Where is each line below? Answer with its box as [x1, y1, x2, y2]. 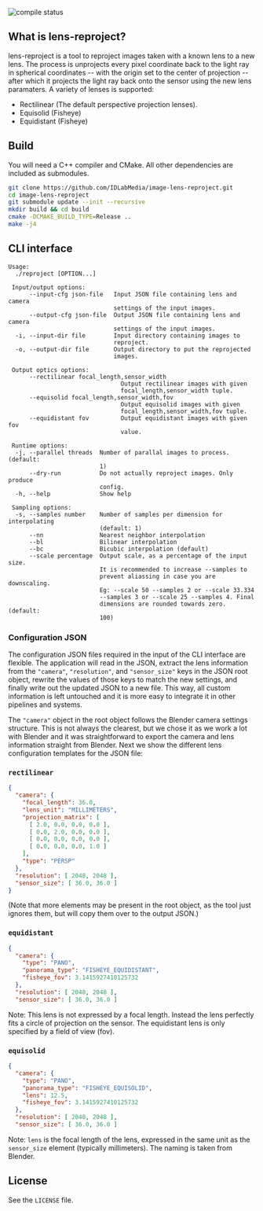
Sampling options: [11, 503, 72, 511]
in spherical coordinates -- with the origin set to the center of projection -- [8, 68, 249, 77]
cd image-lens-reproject [8, 191, 89, 199]
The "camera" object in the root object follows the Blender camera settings [8, 715, 249, 724]
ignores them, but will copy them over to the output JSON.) [8, 909, 199, 918]
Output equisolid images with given [120, 400, 241, 408]
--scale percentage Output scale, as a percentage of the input [28, 551, 247, 560]
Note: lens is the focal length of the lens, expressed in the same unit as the [8, 1135, 250, 1144]
